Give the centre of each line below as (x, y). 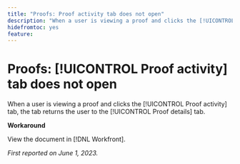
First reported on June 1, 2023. (53, 153)
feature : (20, 34)
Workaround (26, 125)
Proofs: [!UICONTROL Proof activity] (117, 69)
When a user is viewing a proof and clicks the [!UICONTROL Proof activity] (117, 104)
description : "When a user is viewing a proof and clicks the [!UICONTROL (121, 21)
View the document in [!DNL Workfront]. (67, 139)
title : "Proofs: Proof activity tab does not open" (86, 14)
